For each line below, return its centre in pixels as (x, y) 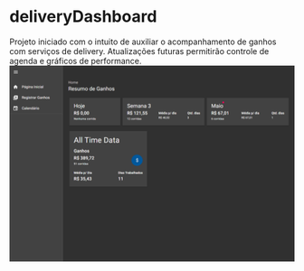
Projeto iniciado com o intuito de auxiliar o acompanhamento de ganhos (143, 42)
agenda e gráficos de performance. (76, 61)
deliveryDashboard (83, 17)
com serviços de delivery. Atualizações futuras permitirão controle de (139, 51)
